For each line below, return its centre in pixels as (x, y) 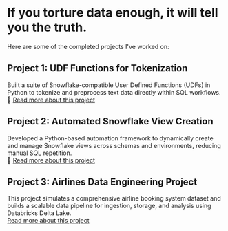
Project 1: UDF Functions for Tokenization (97, 68)
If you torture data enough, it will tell (113, 13)
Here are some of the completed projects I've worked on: (89, 46)
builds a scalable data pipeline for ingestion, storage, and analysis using (109, 206)
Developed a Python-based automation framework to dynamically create (110, 138)
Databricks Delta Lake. (39, 213)
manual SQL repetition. (40, 153)
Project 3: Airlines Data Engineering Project (102, 182)
